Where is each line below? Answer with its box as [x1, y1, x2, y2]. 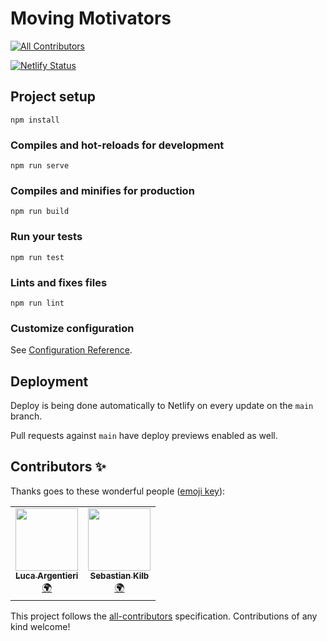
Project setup [10, 88, 97, 106]
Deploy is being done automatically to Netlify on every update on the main [10, 400, 314, 412]
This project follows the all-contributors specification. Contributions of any [10, 610, 318, 622]
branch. [10, 410, 43, 422]
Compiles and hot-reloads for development [10, 138, 225, 152]
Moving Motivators [10, 7, 172, 30]
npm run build [10, 207, 70, 217]
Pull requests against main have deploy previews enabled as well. [10, 430, 278, 442]
